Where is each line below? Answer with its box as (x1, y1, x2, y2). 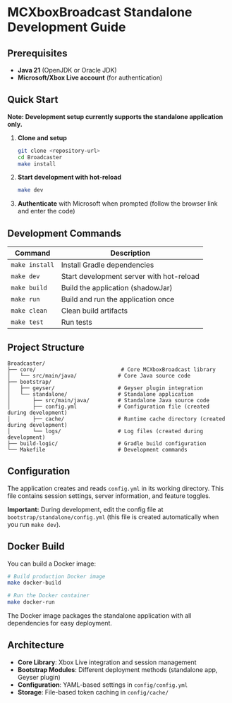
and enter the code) (17, 207, 75, 216)
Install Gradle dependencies (61, 260, 154, 270)
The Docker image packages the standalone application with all (7, 611, 192, 620)
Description (110, 248, 151, 258)
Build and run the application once (61, 294, 175, 304)
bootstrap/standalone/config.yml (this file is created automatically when (7, 512, 219, 521)
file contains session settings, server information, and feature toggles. (7, 491, 211, 500)
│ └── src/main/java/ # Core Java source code (7, 372, 191, 379)
